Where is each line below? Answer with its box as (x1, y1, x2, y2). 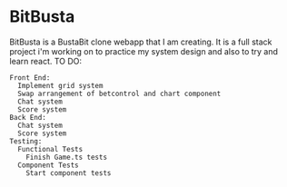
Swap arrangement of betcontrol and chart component (17, 89, 222, 98)
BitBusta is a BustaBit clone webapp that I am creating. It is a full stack (9, 36, 272, 47)
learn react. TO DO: (9, 55, 83, 66)
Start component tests (25, 168, 112, 178)
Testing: (9, 136, 43, 146)
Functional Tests (17, 144, 84, 153)
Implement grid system (17, 81, 104, 90)
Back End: (9, 113, 47, 122)
